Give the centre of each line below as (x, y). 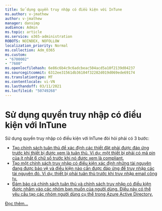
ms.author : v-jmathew (27, 14)
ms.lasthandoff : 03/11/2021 (33, 86)
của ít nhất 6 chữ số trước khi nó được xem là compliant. (68, 158)
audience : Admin (21, 28)
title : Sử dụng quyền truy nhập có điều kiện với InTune (64, 9)
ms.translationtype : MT (29, 77)
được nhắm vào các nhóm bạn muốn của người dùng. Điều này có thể (81, 189)
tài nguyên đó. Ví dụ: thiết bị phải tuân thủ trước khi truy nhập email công (85, 174)
